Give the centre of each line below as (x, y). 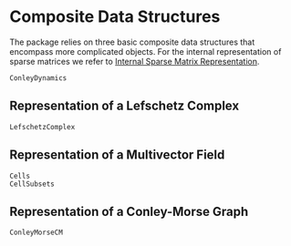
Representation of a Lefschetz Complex (125, 106)
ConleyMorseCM (36, 233)
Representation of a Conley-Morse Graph (129, 211)
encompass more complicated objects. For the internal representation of (145, 51)
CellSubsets (32, 184)
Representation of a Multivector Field (117, 155)
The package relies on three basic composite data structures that (132, 42)
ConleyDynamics (38, 78)
